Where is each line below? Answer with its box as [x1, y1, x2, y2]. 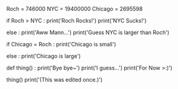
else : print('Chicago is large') [6, 52, 81, 60]
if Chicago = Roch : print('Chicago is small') [6, 41, 116, 48]
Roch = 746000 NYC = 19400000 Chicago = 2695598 [6, 5, 143, 12]
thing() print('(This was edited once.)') [6, 76, 103, 83]
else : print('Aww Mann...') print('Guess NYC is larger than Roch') [6, 29, 169, 36]
